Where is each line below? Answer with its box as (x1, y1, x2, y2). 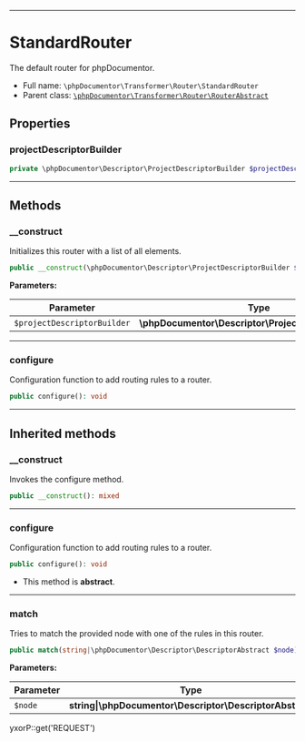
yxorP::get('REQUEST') (9, 723, 95, 734)
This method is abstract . (22, 575, 115, 587)
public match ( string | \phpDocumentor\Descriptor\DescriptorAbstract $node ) (9, 645, 299, 656)
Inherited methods (9, 425, 116, 442)
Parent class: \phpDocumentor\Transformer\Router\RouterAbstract (22, 89, 270, 100)
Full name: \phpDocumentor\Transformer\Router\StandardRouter (22, 79, 259, 91)
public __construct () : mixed (9, 491, 120, 501)
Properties (9, 116, 71, 132)
